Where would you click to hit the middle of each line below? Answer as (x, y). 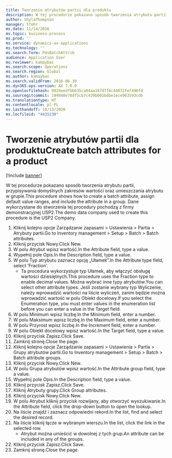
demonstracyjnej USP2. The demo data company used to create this (77, 212)
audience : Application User (36, 57)
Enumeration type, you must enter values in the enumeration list (88, 303)
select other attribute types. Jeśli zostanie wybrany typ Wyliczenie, (91, 287)
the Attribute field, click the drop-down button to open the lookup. (82, 406)
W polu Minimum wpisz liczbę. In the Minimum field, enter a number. (84, 314)
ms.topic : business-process (36, 34)
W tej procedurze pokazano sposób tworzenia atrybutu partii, (70, 185)
